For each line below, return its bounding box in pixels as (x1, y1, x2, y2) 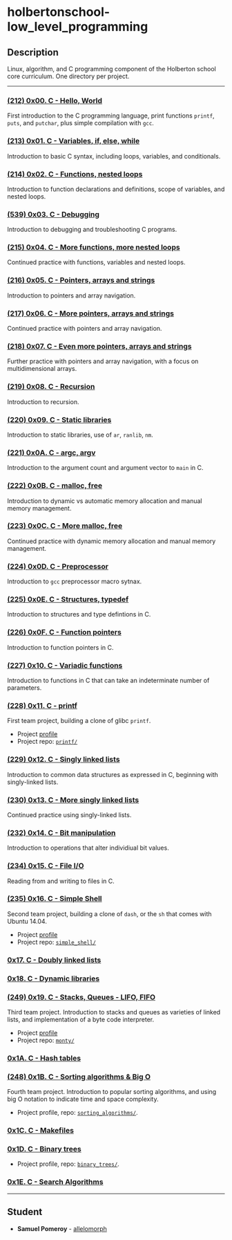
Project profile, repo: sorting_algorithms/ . (17, 1109, 138, 1117)
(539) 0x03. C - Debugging (7, 209, 100, 219)
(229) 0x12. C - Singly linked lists (7, 755, 120, 765)
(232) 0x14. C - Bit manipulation (7, 828, 116, 837)
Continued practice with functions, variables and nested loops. (7, 258, 186, 266)
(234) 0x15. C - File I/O (7, 861, 84, 870)
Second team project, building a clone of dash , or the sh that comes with (7, 909, 212, 918)
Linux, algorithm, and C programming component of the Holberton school (7, 65, 216, 73)
